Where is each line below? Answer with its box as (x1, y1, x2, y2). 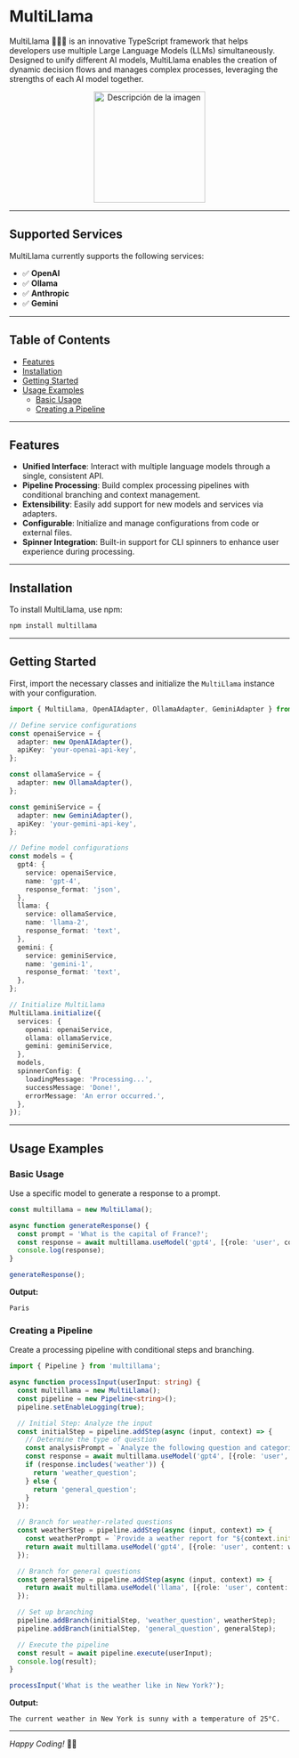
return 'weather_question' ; (32, 1468, 138, 1477)
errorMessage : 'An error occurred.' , (25, 1091, 166, 1101)
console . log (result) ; (17, 1656, 98, 1666)
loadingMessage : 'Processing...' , (25, 1075, 153, 1084)
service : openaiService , (25, 868, 117, 877)
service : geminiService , (25, 951, 117, 960)
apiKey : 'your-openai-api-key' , (17, 745, 138, 754)
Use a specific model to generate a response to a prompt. (9, 1187, 221, 1199)
